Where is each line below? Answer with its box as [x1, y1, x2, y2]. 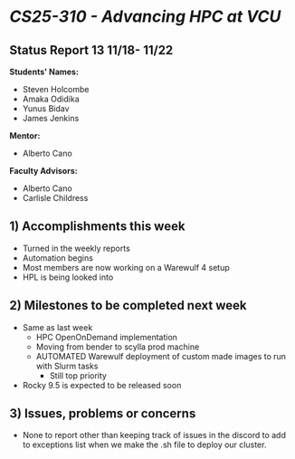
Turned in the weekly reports [22, 243, 131, 253]
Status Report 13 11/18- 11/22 [9, 43, 174, 58]
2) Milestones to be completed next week [9, 298, 247, 313]
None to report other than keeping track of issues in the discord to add [22, 430, 287, 441]
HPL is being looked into [22, 272, 114, 282]
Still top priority [49, 369, 107, 381]
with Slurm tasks [35, 360, 99, 371]
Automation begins [22, 252, 93, 263]
